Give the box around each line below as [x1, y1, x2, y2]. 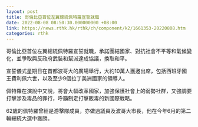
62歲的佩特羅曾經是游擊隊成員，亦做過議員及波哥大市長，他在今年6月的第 [6, 108, 186, 115]
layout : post [6, 8, 38, 15]
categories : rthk [6, 31, 49, 37]
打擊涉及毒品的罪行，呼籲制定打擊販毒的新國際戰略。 [6, 95, 136, 102]
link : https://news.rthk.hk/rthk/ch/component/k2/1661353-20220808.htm [6, 25, 186, 31]
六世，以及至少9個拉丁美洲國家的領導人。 [26, 75, 128, 82]
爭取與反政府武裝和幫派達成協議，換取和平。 [21, 55, 130, 62]
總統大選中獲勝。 [11, 115, 53, 122]
